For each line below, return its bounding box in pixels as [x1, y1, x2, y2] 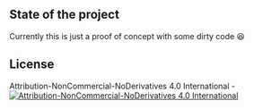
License [9, 57, 55, 72]
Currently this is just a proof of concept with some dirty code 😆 [9, 30, 245, 41]
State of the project [9, 7, 119, 22]
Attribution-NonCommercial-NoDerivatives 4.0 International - [9, 80, 236, 91]
